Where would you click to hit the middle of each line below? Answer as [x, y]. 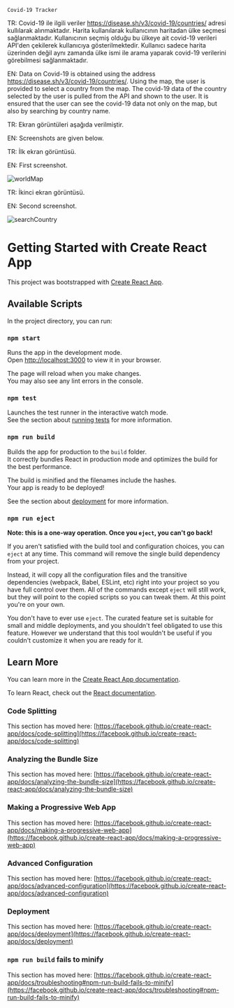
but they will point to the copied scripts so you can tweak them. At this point [116, 597]
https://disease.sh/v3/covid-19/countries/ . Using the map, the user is [107, 81]
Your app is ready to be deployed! [56, 487]
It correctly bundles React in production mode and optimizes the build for [112, 459]
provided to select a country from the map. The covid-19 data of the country [117, 89]
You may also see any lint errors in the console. [75, 381]
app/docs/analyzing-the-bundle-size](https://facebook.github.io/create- [112, 782]
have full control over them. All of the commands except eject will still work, [117, 589]
